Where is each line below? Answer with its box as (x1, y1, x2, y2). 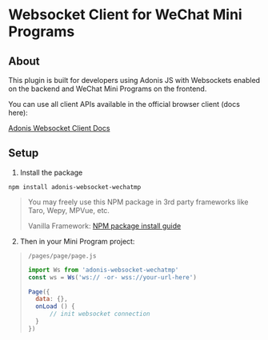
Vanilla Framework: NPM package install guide (27, 221, 182, 231)
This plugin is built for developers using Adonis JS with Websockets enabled (8, 76, 261, 85)
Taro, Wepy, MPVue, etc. (27, 205, 110, 215)
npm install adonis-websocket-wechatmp (8, 183, 142, 191)
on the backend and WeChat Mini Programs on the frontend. (8, 84, 207, 93)
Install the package (19, 168, 83, 177)
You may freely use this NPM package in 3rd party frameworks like (27, 197, 249, 207)
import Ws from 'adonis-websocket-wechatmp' (27, 266, 179, 274)
